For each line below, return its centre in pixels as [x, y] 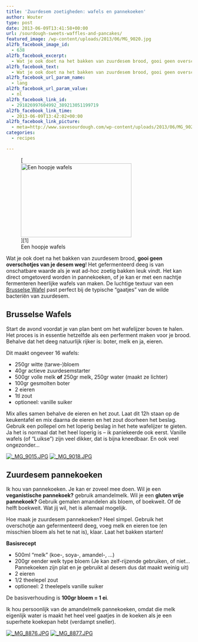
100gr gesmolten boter [42, 383]
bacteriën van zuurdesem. [38, 296]
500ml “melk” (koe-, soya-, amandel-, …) [65, 555]
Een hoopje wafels [43, 247]
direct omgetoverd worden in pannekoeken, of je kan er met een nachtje [94, 277]
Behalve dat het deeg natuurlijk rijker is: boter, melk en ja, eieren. [85, 341]
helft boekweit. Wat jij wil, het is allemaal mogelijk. [67, 508]
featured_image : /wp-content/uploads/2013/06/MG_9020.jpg [79, 39]
